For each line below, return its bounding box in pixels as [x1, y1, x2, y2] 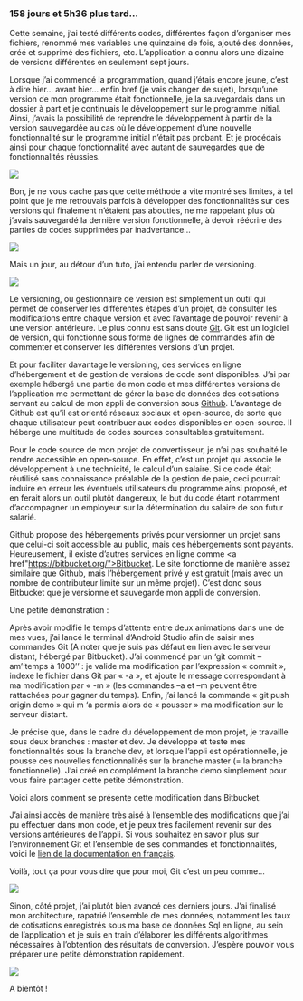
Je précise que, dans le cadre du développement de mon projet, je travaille [9, 726, 289, 737]
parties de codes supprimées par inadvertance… [9, 225, 192, 236]
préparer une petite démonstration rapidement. [9, 948, 185, 959]
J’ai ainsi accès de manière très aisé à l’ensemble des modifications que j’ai [9, 810, 290, 821]
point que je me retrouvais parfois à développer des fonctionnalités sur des [9, 196, 289, 207]
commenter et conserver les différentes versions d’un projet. [9, 342, 235, 353]
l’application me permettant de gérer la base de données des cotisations [9, 388, 279, 399]
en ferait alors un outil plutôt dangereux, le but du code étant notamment [9, 492, 280, 503]
